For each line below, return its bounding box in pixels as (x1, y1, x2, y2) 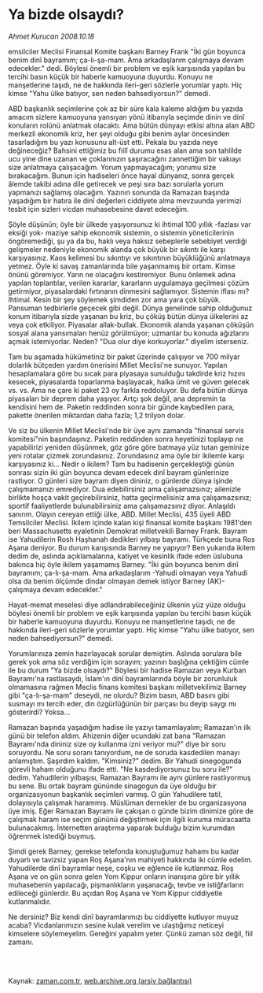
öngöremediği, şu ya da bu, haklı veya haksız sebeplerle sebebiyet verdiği (8, 236, 247, 246)
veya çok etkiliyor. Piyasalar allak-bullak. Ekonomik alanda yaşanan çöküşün (8, 320, 254, 329)
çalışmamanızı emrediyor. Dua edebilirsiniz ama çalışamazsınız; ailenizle (8, 484, 242, 494)
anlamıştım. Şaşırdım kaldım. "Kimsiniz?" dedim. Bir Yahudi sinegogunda (8, 756, 242, 765)
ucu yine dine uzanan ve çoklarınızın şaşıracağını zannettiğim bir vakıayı (8, 154, 242, 163)
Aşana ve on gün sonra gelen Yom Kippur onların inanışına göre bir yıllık (8, 872, 241, 881)
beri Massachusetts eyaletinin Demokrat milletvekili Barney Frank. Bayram (8, 526, 247, 535)
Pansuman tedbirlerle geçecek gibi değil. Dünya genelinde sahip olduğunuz (8, 303, 253, 313)
